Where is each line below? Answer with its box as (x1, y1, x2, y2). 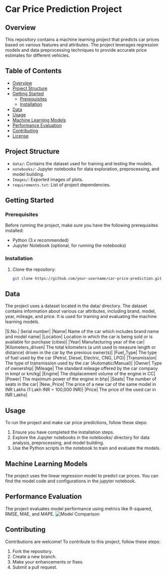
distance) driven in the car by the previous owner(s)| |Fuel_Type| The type (5, 349, 157, 355)
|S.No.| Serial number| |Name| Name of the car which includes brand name (5, 329, 159, 335)
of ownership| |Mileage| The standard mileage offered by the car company (5, 365, 158, 371)
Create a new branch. (12, 554, 57, 560)
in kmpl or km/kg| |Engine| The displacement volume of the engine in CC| (5, 371, 156, 377)
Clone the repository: (12, 266, 56, 272)
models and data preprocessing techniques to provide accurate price (5, 47, 147, 53)
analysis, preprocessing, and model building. (12, 440, 104, 446)
